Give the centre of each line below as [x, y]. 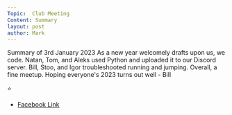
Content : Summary [32, 20]
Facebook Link [38, 105]
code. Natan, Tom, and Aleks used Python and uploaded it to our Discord [112, 60]
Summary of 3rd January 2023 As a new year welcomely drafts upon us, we [116, 53]
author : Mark [26, 33]
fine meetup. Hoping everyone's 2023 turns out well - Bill [89, 75]
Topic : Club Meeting [39, 14]
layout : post [26, 26]
